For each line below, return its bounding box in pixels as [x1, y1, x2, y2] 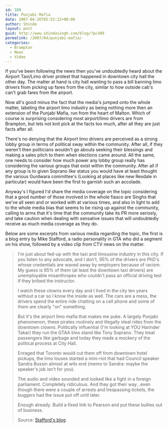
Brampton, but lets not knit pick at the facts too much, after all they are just [5, 121, 160, 127]
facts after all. [5, 126, 34, 132]
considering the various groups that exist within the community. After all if [5, 163, 158, 169]
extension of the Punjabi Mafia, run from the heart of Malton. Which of [5, 110, 151, 116]
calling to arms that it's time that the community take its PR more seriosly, [5, 210, 157, 216]
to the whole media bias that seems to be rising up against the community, [5, 205, 159, 211]
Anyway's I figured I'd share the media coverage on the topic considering [5, 189, 157, 195]
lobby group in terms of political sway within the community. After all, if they [5, 141, 163, 147]
